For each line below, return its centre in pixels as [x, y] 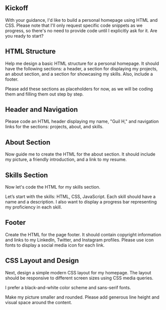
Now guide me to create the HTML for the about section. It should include [80, 154]
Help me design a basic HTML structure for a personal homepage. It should [82, 63]
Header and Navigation [42, 110]
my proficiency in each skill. [34, 207]
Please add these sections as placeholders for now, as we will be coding [79, 89]
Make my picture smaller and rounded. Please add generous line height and [82, 297]
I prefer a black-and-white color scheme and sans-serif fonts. [68, 287]
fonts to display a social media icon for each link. [55, 245]
